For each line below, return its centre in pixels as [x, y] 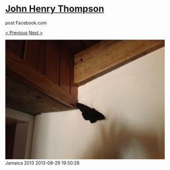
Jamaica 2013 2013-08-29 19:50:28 [42, 163]
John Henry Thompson [55, 9]
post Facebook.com [26, 23]
